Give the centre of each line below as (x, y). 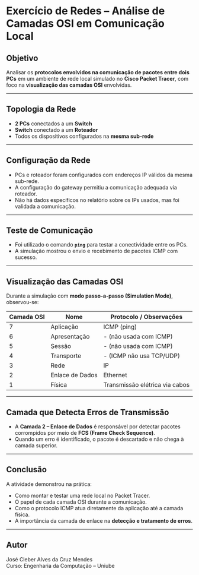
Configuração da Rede (48, 161)
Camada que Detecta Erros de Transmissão (88, 412)
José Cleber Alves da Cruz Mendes (49, 559)
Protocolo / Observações (146, 317)
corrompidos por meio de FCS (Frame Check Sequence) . (85, 433)
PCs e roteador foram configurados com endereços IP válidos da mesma (103, 175)
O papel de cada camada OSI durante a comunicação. (81, 502)
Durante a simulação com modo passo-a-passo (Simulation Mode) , (90, 296)
